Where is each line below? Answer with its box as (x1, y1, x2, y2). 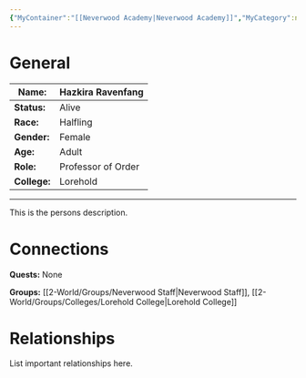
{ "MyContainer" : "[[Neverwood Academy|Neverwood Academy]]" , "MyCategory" (9, 13, 291, 23)
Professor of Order (58, 160, 139, 173)
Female (58, 130, 91, 143)
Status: (14, 101, 46, 114)
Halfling (58, 116, 93, 128)
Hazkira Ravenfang (58, 86, 144, 98)
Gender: (14, 130, 50, 143)
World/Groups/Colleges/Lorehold (9, 296, 135, 307)
